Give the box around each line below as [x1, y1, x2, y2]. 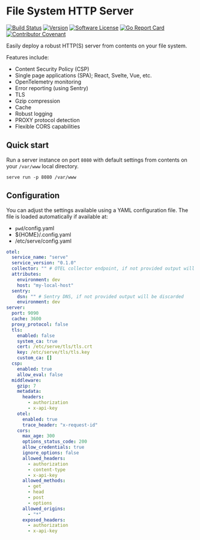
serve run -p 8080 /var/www [6, 174, 77, 180]
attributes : [11, 272, 42, 278]
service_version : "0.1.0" [11, 260, 77, 266]
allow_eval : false [17, 371, 63, 378]
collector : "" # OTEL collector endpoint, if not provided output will [11, 265, 195, 272]
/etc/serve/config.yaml [14, 237, 72, 244]
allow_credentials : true [22, 444, 85, 451]
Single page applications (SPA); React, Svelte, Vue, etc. [14, 71, 152, 79]
